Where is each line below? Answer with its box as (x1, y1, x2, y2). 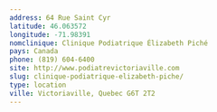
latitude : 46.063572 (9, 22, 88, 31)
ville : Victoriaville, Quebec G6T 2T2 (9, 89, 156, 98)
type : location (9, 80, 67, 89)
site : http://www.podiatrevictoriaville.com (9, 64, 180, 73)
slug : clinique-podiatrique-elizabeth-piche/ (9, 72, 184, 81)
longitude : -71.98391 (9, 30, 91, 39)
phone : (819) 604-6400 (9, 55, 95, 64)
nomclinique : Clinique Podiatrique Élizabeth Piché (9, 38, 208, 48)
